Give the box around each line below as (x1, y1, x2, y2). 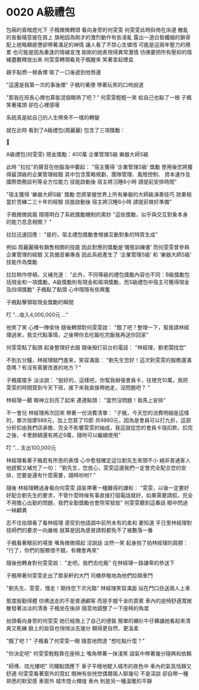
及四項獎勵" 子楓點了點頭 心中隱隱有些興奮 (6, 286, 111, 293)
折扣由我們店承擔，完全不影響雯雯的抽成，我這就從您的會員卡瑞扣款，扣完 (11, 424, 193, 431)
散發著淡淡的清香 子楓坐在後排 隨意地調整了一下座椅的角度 (6, 604, 149, 612)
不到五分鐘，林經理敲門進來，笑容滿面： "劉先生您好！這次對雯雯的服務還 (6, 356, 187, 363)
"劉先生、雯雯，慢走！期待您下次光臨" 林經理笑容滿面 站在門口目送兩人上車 (6, 584, 191, 591)
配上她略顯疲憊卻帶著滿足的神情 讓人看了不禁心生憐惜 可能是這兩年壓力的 (6, 41, 185, 48)
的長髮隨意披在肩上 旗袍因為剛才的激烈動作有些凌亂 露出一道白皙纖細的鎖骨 (6, 33, 191, 40)
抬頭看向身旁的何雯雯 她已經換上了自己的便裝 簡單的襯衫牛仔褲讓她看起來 (6, 617, 185, 624)
